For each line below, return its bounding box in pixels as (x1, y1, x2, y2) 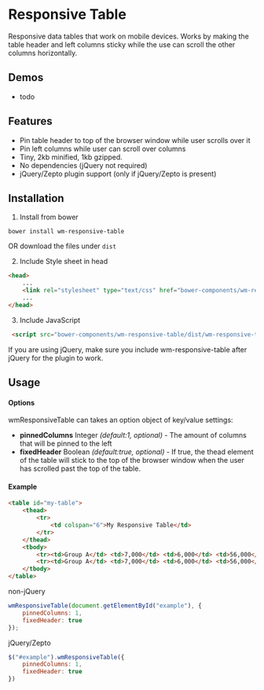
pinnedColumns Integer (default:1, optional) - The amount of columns (19, 431, 247, 440)
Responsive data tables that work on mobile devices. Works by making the (8, 31, 249, 41)
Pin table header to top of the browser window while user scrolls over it (19, 135, 251, 145)
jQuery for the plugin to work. (8, 353, 104, 362)
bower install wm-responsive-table (8, 228, 125, 236)
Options (8, 398, 35, 407)
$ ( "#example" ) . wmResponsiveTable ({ (8, 653, 125, 661)
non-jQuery (8, 587, 46, 596)
